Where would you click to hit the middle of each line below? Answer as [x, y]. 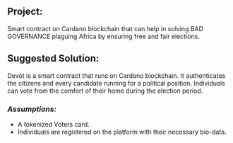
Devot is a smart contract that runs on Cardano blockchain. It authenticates [116, 75]
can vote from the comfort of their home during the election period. [105, 91]
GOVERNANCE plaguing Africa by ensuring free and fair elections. [103, 36]
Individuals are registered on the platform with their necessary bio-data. [122, 132]
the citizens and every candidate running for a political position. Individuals [116, 83]
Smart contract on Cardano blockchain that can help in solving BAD [105, 28]
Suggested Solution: [53, 58]
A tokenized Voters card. [53, 124]
